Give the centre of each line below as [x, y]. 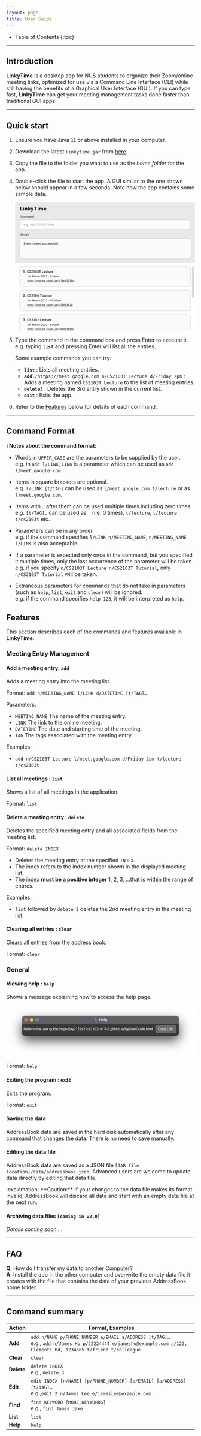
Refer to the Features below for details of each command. [86, 406]
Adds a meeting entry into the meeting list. [59, 681]
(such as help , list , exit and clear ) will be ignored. [78, 592]
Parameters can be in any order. [54, 531]
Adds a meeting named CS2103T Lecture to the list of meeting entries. [109, 382]
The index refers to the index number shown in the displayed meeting [100, 867]
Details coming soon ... [34, 1229]
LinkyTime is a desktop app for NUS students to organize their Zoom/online [100, 76]
